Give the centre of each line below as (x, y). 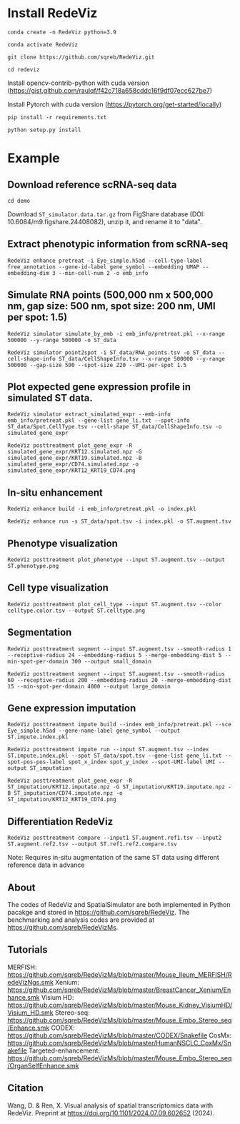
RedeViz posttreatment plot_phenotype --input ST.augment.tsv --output (116, 560)
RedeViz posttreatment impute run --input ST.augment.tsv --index (108, 750)
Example (34, 158)
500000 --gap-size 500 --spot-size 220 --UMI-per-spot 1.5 (97, 365)
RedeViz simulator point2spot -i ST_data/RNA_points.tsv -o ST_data (111, 352)
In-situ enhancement (55, 492)
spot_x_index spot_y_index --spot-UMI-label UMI (142, 762)
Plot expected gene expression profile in (99, 387)
